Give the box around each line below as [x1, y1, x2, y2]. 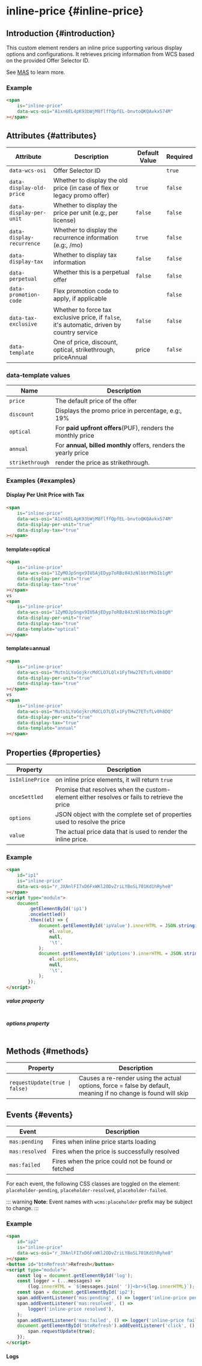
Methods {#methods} [6, 1046, 89, 1056]
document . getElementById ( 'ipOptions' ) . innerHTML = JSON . [38, 951, 185, 957]
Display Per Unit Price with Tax [6, 491, 85, 498]
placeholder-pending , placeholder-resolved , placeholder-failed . [6, 1187, 168, 1194]
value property [6, 998, 44, 1005]
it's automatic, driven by [53, 320, 121, 329]
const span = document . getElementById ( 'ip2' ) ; [17, 1290, 136, 1296]
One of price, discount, [53, 338, 118, 346]
